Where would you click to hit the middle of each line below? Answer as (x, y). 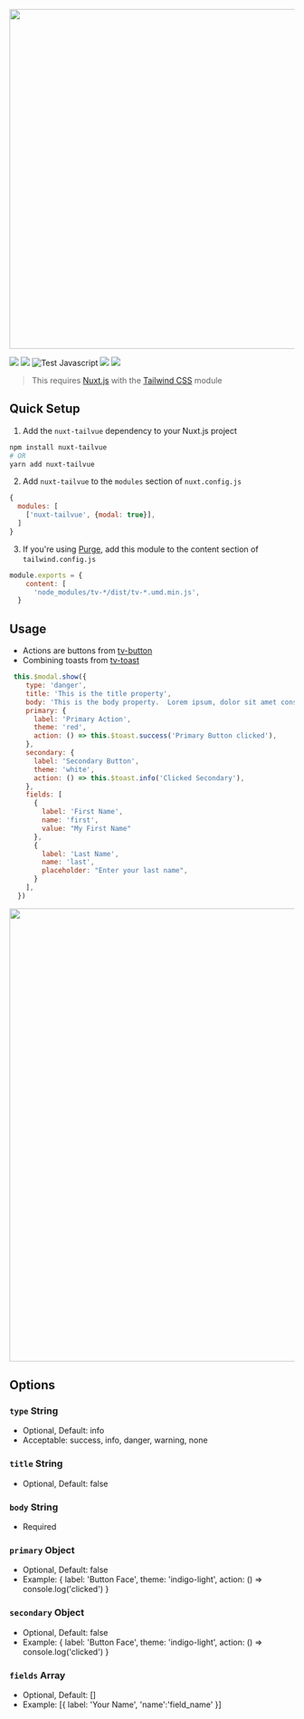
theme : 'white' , (64, 769)
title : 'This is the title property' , (99, 693)
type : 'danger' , (57, 685)
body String (34, 1507)
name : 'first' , (71, 820)
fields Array (38, 1675)
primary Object (42, 1550)
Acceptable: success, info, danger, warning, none (115, 1440)
